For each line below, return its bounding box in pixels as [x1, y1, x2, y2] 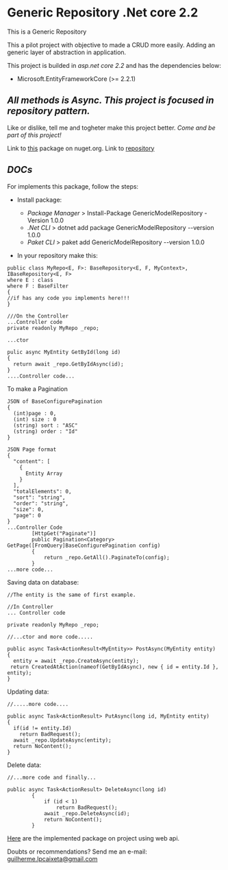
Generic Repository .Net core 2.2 [7, 5, 199, 21]
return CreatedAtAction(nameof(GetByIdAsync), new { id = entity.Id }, [10, 663, 219, 670]
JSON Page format [7, 446, 57, 453]
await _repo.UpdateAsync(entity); [13, 736, 112, 744]
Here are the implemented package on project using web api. [7, 834, 180, 842]
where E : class [7, 277, 53, 283]
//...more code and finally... [7, 774, 97, 781]
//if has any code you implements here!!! [7, 294, 130, 301]
